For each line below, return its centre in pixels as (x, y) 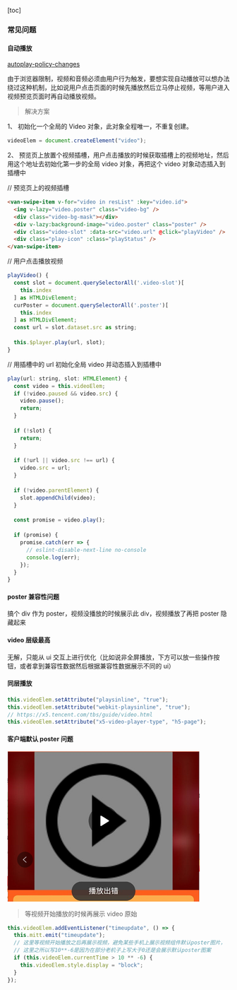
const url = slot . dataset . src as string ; (75, 328)
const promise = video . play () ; (60, 520)
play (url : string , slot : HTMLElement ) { (68, 378)
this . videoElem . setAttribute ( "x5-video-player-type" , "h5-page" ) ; (107, 722)
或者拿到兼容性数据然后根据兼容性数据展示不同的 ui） (97, 666)
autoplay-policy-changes (44, 64)
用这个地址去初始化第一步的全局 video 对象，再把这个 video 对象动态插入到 (116, 164)
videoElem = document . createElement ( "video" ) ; (77, 141)
